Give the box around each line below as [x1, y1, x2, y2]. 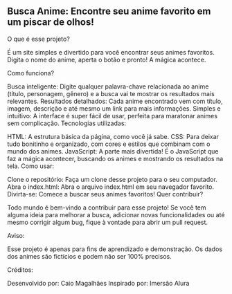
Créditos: [7, 266, 33, 274]
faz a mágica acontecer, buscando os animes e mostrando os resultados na [7, 154, 224, 163]
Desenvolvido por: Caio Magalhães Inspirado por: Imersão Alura [7, 279, 190, 287]
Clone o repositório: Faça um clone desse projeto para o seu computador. [7, 175, 218, 183]
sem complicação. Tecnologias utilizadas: [7, 119, 127, 127]
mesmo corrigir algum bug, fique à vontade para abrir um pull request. [7, 218, 208, 226]
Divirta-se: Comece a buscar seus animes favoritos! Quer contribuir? [7, 190, 204, 198]
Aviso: [7, 231, 25, 239]
